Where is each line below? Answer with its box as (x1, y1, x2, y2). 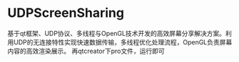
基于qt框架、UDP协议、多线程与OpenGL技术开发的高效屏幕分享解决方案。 (7, 29, 226, 37)
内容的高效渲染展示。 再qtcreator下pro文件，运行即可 (7, 46, 166, 55)
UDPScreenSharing (7, 5, 125, 21)
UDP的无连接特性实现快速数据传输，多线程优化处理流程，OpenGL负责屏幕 (13, 37, 233, 46)
